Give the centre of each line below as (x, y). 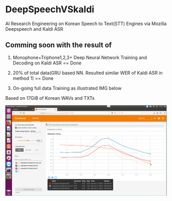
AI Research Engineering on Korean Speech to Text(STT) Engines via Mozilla (86, 24)
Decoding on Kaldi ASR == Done (47, 63)
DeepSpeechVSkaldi (50, 9)
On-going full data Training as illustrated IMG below (67, 88)
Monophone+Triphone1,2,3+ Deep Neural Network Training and (80, 57)
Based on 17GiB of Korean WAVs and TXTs (50, 98)
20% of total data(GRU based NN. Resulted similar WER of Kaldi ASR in (88, 73)
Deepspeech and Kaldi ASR (34, 29)
